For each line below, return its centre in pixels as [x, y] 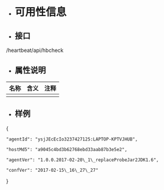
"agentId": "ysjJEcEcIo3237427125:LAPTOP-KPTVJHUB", [72, 139]
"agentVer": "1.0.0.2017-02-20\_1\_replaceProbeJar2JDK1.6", [83, 160]
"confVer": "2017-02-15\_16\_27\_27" [52, 170]
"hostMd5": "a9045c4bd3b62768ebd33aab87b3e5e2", [67, 149]
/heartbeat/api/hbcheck [35, 50]
